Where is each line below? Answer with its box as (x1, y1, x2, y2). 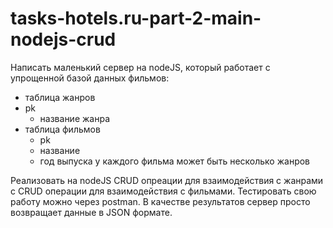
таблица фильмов (24, 123, 101, 135)
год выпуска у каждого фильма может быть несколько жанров (39, 155, 311, 167)
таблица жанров (24, 91, 96, 103)
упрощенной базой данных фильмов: (10, 72, 170, 84)
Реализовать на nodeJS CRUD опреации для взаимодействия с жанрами (10, 174, 324, 186)
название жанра (39, 112, 111, 124)
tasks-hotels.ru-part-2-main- (10, 7, 262, 30)
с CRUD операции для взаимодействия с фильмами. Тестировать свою (10, 185, 317, 197)
